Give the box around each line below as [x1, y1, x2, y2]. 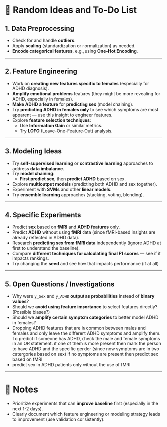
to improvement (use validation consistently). [12, 416, 105, 422]
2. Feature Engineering [5, 67, 78, 76]
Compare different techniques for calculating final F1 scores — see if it [12, 251, 161, 256]
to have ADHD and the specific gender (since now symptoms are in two [12, 346, 159, 352]
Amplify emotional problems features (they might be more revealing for [12, 90, 161, 96]
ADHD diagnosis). [12, 85, 49, 91]
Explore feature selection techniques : [12, 117, 91, 123]
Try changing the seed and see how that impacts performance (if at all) [12, 261, 159, 267]
